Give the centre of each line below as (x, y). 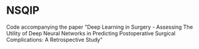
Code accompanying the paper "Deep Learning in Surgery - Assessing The (99, 27)
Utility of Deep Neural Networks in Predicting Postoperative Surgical (91, 33)
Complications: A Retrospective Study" (55, 39)
